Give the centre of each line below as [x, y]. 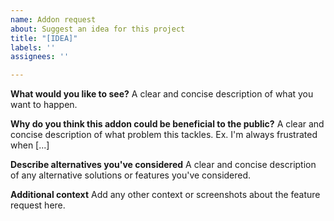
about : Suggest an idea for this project [98, 29]
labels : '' [33, 47]
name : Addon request [53, 19]
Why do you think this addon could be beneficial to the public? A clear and [167, 124]
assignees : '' [40, 57]
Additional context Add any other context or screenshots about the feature [165, 195]
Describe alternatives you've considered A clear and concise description [163, 165]
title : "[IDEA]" [44, 38]
